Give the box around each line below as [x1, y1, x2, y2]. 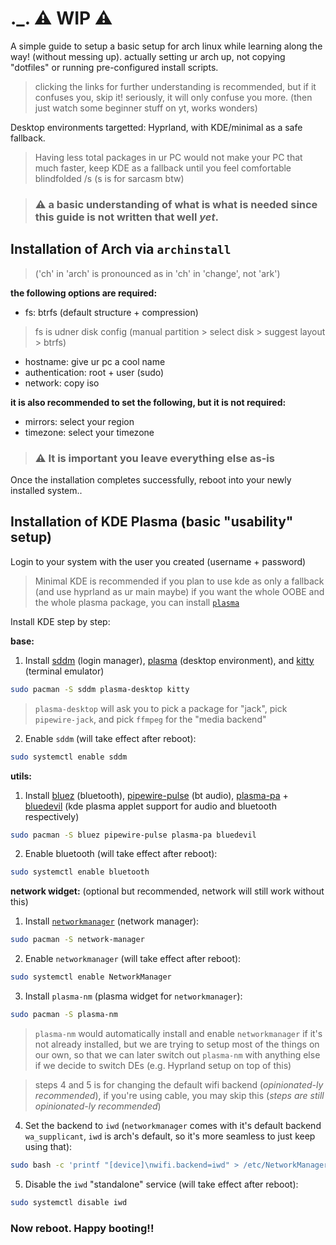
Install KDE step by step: [10, 615, 111, 627]
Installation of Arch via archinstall [10, 241, 232, 258]
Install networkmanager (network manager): [24, 915, 200, 927]
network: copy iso [24, 377, 100, 389]
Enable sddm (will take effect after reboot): [24, 732, 197, 744]
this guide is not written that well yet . [34, 210, 219, 224]
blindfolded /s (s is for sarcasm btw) [34, 172, 185, 184]
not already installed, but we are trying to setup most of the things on [34, 1038, 320, 1050]
